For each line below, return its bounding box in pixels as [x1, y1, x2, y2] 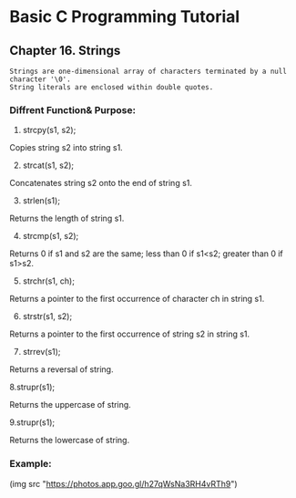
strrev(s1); [22, 347, 61, 358]
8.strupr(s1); [9, 381, 56, 393]
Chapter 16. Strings [9, 43, 121, 58]
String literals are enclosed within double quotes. [9, 83, 214, 92]
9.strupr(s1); [9, 417, 56, 428]
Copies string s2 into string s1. [9, 142, 123, 153]
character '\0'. [9, 75, 71, 84]
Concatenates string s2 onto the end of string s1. [9, 178, 193, 189]
